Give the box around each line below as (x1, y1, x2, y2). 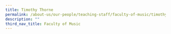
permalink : (5, 12, 28, 17)
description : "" (5, 16, 40, 21)
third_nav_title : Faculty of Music (5, 21, 81, 26)
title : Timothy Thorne (5, 7, 53, 12)
